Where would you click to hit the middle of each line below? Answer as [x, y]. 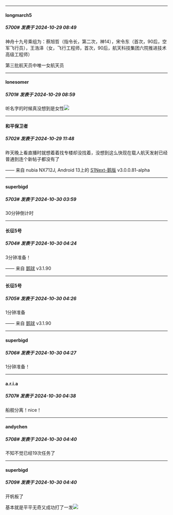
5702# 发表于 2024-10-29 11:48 [40, 139]
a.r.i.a [12, 383]
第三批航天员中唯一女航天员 [35, 65]
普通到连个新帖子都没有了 [32, 159]
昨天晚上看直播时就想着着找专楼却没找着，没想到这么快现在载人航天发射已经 [86, 153]
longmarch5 [19, 15]
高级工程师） [19, 54]
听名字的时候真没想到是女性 [35, 108]
